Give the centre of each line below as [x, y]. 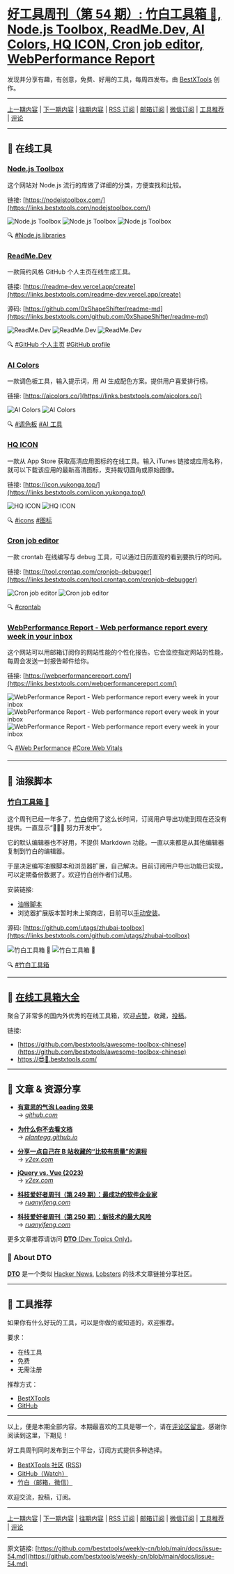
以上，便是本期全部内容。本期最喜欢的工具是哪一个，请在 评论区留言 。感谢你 [117, 1426]
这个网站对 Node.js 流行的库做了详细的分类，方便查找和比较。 [96, 185]
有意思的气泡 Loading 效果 [55, 1107]
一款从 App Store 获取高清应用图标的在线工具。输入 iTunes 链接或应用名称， [117, 461]
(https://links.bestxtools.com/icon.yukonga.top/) [77, 492]
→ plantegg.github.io [47, 1137]
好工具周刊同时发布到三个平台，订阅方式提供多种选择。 [86, 1450]
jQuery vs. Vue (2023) [50, 1173]
